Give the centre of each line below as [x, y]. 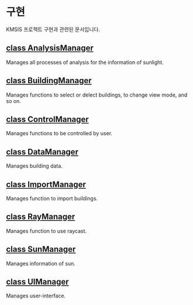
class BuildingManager [49, 80]
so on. [14, 101]
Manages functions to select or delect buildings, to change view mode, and [97, 95]
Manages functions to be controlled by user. [59, 133]
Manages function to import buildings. [52, 198]
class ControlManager [47, 119]
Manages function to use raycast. [46, 231]
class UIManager [37, 282]
